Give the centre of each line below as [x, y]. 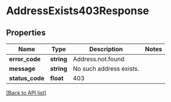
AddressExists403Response [78, 11]
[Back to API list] [26, 93]
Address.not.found [99, 59]
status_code [27, 78]
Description [106, 49]
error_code [25, 59]
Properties [26, 33]
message [22, 69]
